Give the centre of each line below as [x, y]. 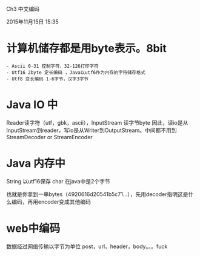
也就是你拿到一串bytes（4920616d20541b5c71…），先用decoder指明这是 [97, 194]
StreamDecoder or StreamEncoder [49, 137]
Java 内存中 [36, 164]
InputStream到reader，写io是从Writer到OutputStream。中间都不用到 [92, 130]
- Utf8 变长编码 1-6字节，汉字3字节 [48, 79]
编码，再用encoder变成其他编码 [51, 202]
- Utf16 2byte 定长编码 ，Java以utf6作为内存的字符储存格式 [76, 72]
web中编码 [33, 228]
